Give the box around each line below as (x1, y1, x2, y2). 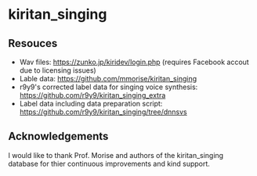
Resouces (8, 37, 58, 50)
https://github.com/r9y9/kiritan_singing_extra (19, 91, 166, 99)
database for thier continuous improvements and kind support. (8, 159, 210, 168)
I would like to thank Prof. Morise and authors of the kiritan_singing (8, 150, 224, 160)
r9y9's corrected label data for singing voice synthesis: (19, 82, 198, 92)
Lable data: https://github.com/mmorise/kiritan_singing (19, 74, 197, 83)
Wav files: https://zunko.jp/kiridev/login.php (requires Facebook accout (19, 57, 249, 66)
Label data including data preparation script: (19, 99, 163, 108)
